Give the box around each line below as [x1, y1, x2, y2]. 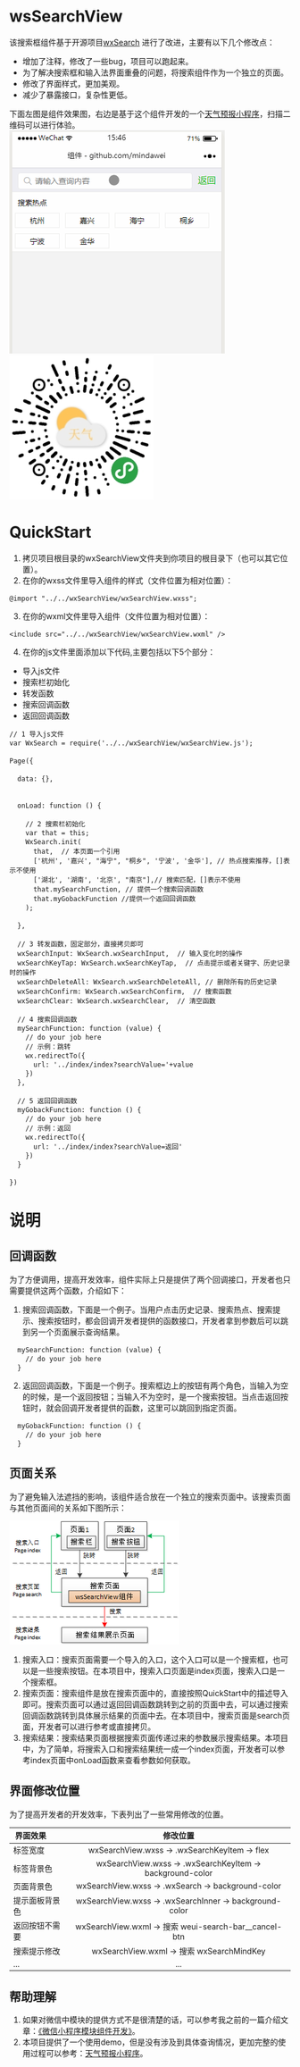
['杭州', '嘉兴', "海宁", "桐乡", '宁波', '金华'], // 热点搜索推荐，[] [32, 856, 284, 866]
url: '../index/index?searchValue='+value [32, 1060, 194, 1069]
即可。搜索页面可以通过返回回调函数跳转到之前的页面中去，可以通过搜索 [21, 1699, 288, 1710]
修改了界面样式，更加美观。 [21, 78, 125, 88]
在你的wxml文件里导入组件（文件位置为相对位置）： [21, 610, 211, 622]
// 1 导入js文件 [9, 730, 64, 739]
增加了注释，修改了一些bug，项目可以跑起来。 [21, 55, 194, 66]
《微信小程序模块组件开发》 [37, 2026, 132, 2037]
